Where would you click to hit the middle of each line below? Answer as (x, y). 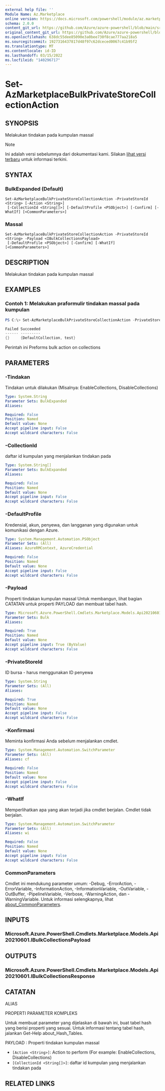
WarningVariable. (23, 899)
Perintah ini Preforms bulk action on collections (53, 348)
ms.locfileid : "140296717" (33, 60)
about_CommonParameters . (33, 904)
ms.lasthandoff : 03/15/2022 (34, 55)
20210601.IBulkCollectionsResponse (50, 976)
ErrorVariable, (19, 889)
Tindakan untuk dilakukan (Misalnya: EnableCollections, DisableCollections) (82, 387)
